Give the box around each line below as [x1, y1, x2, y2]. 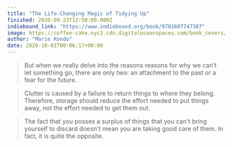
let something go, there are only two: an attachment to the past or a [23, 68, 216, 77]
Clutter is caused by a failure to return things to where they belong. [23, 89, 215, 97]
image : [7, 29, 26, 37]
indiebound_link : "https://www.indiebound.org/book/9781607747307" [7, 23, 206, 30]
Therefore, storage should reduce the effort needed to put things [23, 97, 209, 104]
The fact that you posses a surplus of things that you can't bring [23, 117, 207, 125]
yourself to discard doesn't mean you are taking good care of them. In [23, 125, 224, 133]
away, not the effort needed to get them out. [23, 104, 151, 112]
